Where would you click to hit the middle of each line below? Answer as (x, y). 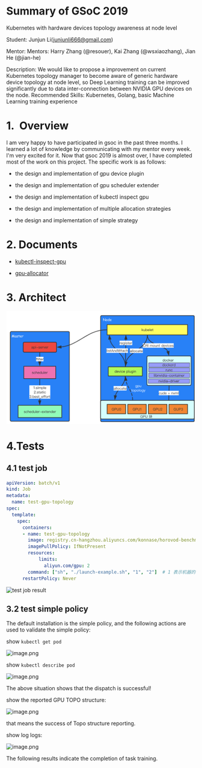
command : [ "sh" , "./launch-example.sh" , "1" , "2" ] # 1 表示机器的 (112, 572)
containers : (37, 527)
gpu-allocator (32, 273)
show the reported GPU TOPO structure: (56, 700)
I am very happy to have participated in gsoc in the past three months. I (95, 142)
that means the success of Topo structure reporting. (71, 723)
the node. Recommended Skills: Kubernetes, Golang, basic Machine (90, 95)
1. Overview (38, 126)
